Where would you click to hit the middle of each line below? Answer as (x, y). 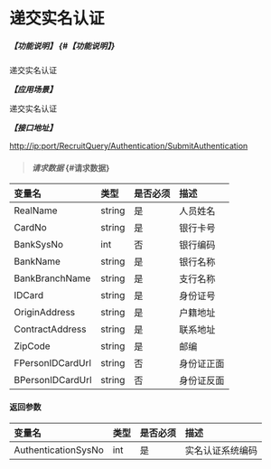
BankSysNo (39, 245)
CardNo (30, 228)
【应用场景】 (33, 89)
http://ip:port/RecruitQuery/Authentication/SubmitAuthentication (129, 146)
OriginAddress (45, 313)
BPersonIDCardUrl (53, 380)
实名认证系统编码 (221, 450)
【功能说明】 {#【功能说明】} (62, 45)
